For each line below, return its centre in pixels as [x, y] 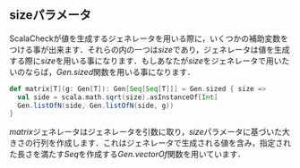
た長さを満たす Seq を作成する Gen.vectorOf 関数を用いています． [128, 155]
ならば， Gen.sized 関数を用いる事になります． [110, 71]
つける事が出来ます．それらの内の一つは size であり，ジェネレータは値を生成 [150, 49]
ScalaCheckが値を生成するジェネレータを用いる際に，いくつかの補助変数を [149, 38]
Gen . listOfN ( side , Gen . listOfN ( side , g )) [96, 105]
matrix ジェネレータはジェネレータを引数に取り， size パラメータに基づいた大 [150, 132]
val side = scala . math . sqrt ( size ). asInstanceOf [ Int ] [118, 97]
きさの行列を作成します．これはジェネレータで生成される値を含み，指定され [150, 143]
